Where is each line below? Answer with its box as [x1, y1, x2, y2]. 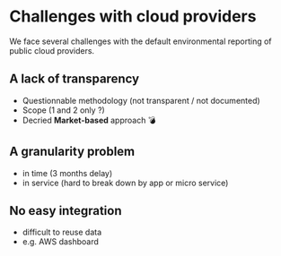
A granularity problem [9, 144, 136, 159]
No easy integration [9, 203, 122, 218]
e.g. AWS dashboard [22, 236, 99, 247]
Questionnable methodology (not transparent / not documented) [22, 95, 260, 106]
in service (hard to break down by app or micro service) [22, 177, 229, 188]
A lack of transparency [9, 72, 140, 87]
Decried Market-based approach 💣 [22, 115, 156, 125]
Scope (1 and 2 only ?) [22, 105, 105, 115]
